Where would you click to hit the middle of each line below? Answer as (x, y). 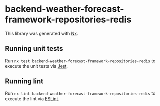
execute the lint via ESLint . (32, 98)
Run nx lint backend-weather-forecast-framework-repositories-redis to (80, 93)
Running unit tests (34, 49)
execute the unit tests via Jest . (37, 66)
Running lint (24, 82)
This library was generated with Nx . (41, 33)
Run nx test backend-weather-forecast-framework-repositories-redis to (80, 61)
